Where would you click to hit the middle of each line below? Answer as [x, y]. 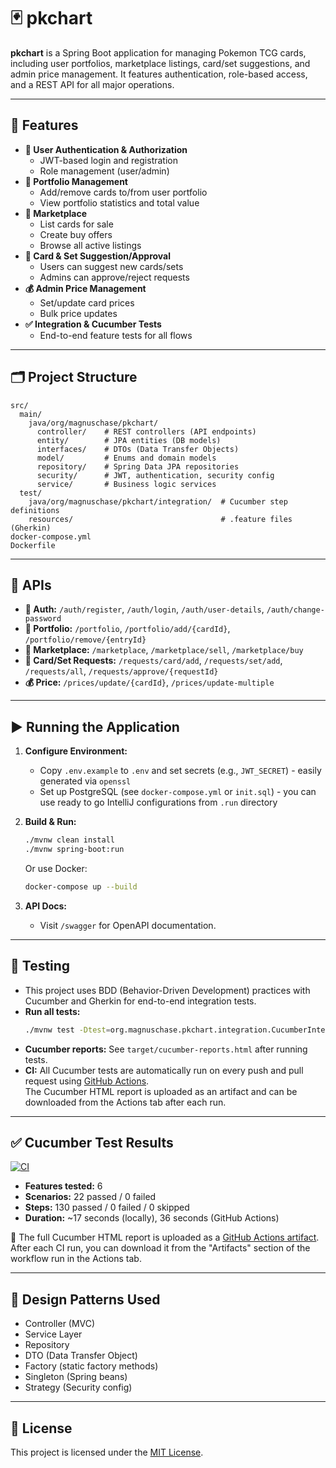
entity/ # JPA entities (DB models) [129, 440]
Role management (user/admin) [104, 171]
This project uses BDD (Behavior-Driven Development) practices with [167, 990]
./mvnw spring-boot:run [74, 850]
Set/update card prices [87, 302]
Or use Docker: [56, 868]
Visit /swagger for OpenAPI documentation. [128, 925]
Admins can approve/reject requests [114, 277]
